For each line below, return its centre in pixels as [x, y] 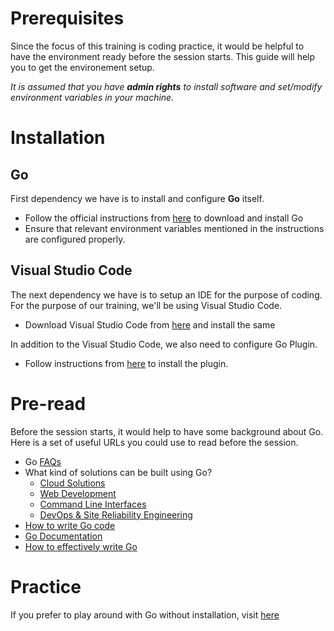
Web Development [78, 493]
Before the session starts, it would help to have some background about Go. [167, 431]
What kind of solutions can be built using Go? [118, 472]
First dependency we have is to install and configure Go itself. [137, 198]
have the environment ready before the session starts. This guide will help [163, 56]
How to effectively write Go [81, 546]
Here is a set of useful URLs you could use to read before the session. [154, 442]
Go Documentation [63, 536]
